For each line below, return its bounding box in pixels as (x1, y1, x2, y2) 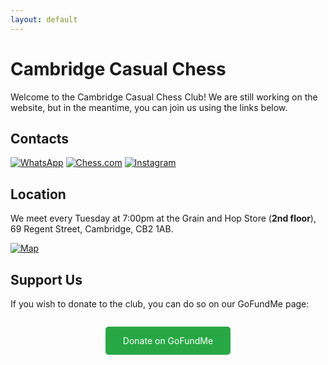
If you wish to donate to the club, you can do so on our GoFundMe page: (10, 298, 310, 310)
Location (10, 186, 67, 203)
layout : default (10, 14, 78, 25)
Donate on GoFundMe (122, 335, 214, 346)
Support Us (10, 271, 83, 288)
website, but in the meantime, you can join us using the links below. (10, 101, 288, 113)
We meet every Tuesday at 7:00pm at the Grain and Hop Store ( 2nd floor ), (10, 212, 317, 225)
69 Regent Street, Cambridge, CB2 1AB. (10, 223, 174, 235)
